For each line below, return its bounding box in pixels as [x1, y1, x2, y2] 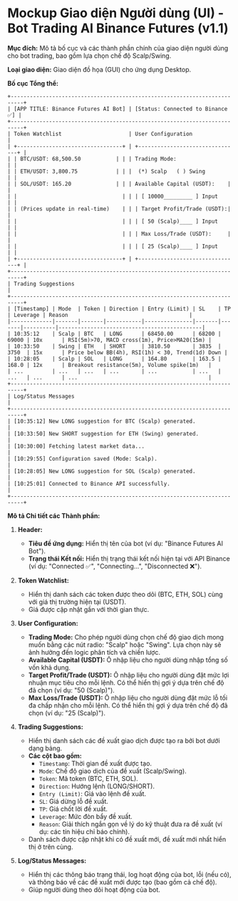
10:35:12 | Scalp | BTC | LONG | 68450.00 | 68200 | [14, 330, 222, 337]
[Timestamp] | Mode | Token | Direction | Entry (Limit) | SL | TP [14, 305, 232, 312]
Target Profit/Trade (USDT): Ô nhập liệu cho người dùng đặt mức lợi [28, 670, 229, 679]
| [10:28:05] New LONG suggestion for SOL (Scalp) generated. [7, 468, 196, 475]
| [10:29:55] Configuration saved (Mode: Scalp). [7, 455, 158, 462]
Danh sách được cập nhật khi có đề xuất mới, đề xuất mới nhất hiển [28, 835, 227, 843]
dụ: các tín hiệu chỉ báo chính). [38, 827, 130, 836]
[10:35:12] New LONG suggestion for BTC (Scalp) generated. [14, 418, 196, 425]
